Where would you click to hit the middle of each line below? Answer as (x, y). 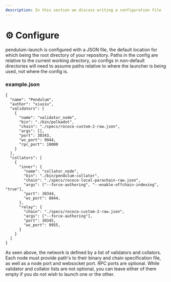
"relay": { (30, 207)
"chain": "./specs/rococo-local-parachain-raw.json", (82, 180)
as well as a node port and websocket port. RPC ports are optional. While (82, 263)
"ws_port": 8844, (42, 198)
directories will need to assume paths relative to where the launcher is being (86, 66)
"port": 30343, (35, 135)
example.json (23, 84)
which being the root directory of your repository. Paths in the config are (82, 55)
